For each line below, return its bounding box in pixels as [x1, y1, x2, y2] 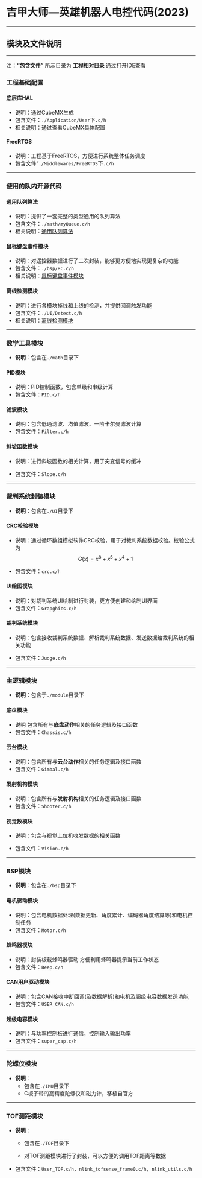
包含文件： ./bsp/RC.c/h [14, 265, 74, 272]
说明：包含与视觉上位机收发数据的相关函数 [14, 832, 121, 839]
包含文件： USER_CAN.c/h [14, 1001, 74, 1008]
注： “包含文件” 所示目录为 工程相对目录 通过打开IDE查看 [6, 62, 146, 69]
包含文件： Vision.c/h [14, 845, 69, 852]
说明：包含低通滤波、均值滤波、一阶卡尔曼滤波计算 [14, 420, 142, 428]
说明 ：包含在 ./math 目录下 [14, 353, 79, 361]
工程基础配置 [6, 78, 44, 86]
